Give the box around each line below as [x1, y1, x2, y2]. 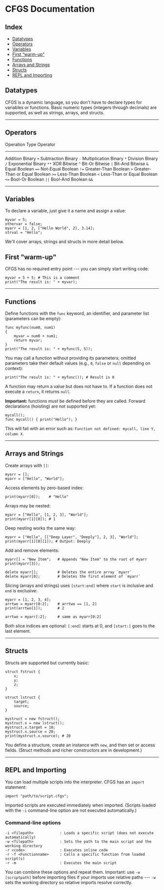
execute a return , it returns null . [5, 389, 71, 394]
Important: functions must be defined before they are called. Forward [5, 398, 145, 404]
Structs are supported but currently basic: [5, 660, 89, 666]
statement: [5, 784, 27, 790]
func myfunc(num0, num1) [5, 325, 56, 330]
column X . [5, 431, 24, 437]
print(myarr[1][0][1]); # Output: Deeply [5, 539, 91, 543]
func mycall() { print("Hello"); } [5, 417, 78, 422]
